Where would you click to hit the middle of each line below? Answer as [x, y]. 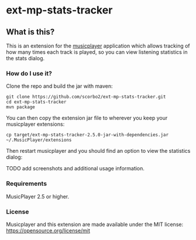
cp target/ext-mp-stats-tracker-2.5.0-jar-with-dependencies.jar [87, 135]
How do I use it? [29, 73]
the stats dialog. [25, 58]
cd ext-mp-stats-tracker [36, 102]
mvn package [20, 107]
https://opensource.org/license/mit [48, 230]
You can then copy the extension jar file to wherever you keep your [87, 118]
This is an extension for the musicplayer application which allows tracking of [98, 46]
